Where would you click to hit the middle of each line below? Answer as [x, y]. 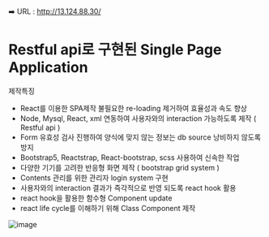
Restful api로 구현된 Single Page [115, 50]
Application [48, 68]
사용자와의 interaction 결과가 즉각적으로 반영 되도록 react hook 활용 [128, 187]
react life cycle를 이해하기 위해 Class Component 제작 [108, 208]
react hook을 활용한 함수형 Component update [96, 198]
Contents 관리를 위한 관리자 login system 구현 [94, 178]
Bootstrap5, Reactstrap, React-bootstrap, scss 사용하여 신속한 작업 [130, 157]
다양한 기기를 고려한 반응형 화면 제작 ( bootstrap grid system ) [120, 167]
